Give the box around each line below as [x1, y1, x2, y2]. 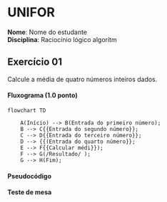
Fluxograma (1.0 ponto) [7, 91, 78, 100]
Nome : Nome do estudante [7, 28, 88, 36]
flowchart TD [7, 107, 46, 114]
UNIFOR [7, 4, 56, 21]
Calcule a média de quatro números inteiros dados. [7, 75, 158, 83]
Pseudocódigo [7, 171, 52, 180]
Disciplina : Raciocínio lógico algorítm [7, 35, 117, 43]
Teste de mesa [7, 188, 52, 196]
